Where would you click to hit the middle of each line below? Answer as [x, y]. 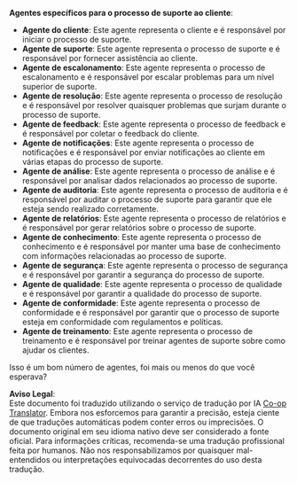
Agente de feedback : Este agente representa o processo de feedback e [154, 124]
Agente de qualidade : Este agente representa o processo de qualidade [152, 284]
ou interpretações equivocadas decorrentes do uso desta [157, 460]
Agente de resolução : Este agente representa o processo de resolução [152, 96]
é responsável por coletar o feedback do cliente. [110, 133]
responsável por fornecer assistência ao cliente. [109, 58]
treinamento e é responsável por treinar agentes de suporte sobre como [154, 341]
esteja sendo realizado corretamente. [90, 209]
